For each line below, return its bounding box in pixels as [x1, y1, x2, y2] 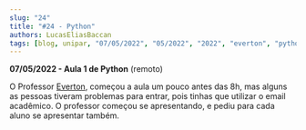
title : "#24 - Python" [9, 22, 96, 31]
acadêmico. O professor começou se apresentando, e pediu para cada [9, 101, 275, 112]
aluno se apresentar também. [9, 110, 120, 121]
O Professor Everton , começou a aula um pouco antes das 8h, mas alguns [9, 81, 288, 92]
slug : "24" [9, 13, 51, 23]
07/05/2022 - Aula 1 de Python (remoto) [9, 64, 164, 75]
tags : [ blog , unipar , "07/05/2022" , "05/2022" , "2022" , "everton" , [9, 38, 271, 48]
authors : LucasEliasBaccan [9, 30, 112, 39]
